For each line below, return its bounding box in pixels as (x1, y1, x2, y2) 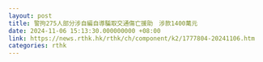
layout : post (8, 11, 53, 20)
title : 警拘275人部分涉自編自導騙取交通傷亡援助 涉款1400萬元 (8, 19, 198, 27)
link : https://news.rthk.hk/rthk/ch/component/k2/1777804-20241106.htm (8, 34, 255, 43)
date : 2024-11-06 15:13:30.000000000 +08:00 (8, 27, 161, 35)
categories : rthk (8, 42, 67, 50)
